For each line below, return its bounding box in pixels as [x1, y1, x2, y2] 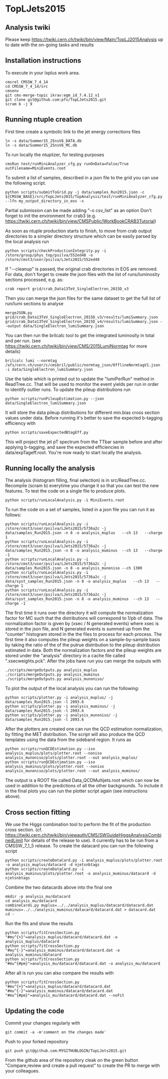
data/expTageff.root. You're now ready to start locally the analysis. [5, 449, 142, 455]
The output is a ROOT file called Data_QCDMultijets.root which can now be [5, 777, 159, 783]
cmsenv [5, 88, 19, 93]
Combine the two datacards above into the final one [5, 885, 112, 891]
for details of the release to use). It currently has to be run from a [24, 837, 158, 844]
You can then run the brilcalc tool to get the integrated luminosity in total [5, 332, 154, 338]
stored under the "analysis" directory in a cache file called [5, 653, 125, 659]
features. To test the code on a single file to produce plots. [5, 488, 126, 494]
